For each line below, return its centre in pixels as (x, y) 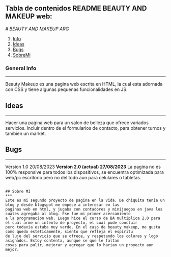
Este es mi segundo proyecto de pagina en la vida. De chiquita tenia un (85, 200)
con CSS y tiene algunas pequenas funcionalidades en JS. (67, 89)
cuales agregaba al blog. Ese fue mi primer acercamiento (68, 214)
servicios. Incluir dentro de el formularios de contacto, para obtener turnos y (85, 128)
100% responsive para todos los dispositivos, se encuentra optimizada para (85, 172)
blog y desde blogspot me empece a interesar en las (62, 205)
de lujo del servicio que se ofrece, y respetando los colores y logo (82, 236)
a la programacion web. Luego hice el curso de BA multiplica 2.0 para (83, 218)
